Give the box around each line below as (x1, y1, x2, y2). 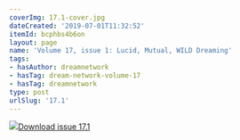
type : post (9, 87, 50, 96)
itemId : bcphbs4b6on (9, 29, 86, 38)
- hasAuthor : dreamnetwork (9, 63, 109, 72)
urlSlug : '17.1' (9, 95, 69, 105)
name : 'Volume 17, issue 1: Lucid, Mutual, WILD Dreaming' (9, 46, 233, 55)
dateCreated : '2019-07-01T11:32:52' (9, 21, 145, 30)
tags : (9, 54, 29, 63)
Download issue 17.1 (18, 121, 91, 132)
